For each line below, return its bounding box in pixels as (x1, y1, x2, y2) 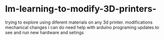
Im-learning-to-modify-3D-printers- (5, 3, 157, 14)
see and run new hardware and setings (5, 29, 84, 35)
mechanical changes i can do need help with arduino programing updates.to (5, 24, 160, 30)
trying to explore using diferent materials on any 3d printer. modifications (5, 19, 153, 25)
